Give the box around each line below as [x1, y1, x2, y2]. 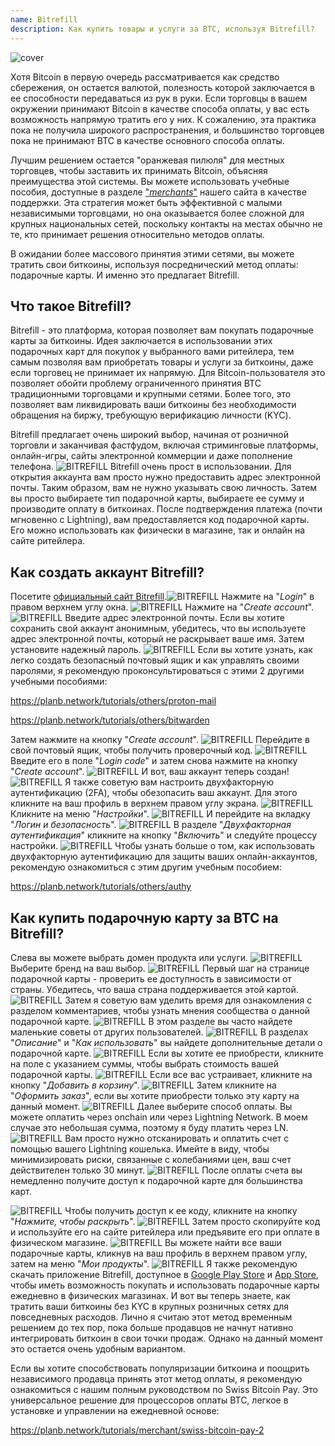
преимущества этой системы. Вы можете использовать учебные [10, 175, 290, 187]
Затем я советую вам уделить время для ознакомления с [64, 994, 313, 1006]
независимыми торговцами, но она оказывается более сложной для [10, 207, 305, 219]
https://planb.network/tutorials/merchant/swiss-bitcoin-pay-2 [10, 1424, 265, 1436]
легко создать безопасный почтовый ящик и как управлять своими [10, 654, 300, 666]
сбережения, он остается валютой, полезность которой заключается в [10, 81, 315, 93]
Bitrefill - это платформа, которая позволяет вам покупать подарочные [10, 324, 315, 336]
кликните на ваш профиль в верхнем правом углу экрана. [10, 797, 260, 810]
